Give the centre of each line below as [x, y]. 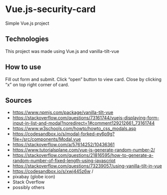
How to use [23, 67]
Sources [19, 100]
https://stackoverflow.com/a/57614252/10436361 [63, 145]
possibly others [28, 187]
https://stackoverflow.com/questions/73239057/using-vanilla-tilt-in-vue [87, 166]
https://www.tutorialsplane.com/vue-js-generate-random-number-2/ [84, 150]
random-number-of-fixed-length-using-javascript [64, 161]
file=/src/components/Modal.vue [47, 139]
